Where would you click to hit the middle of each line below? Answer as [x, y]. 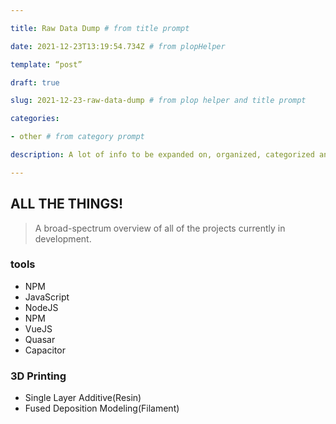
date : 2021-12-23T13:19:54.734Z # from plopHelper [118, 46]
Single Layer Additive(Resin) [83, 398]
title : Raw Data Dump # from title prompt [100, 28]
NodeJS [41, 307]
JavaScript [47, 297]
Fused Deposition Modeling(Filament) [102, 408]
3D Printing [38, 376]
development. [63, 238]
